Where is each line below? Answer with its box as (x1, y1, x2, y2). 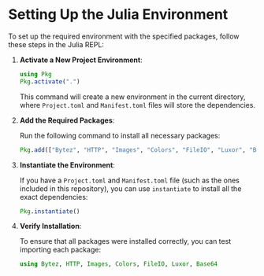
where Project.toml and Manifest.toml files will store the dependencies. (19, 100, 256, 109)
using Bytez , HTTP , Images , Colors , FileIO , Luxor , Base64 (19, 260, 218, 268)
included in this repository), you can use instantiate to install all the (19, 183, 242, 193)
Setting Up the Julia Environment (8, 6, 229, 24)
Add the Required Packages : (19, 116, 115, 125)
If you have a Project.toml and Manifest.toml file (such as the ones (19, 175, 240, 185)
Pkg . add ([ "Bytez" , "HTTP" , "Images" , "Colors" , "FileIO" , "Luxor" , (19, 145, 247, 154)
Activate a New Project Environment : (19, 55, 143, 64)
